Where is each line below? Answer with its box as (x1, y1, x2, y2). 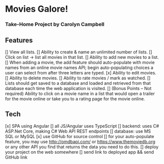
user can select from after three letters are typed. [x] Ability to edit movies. (5, 70, 157, 75)
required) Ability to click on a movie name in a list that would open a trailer (5, 91, 155, 96)
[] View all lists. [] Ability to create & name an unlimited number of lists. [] (5, 49, 152, 55)
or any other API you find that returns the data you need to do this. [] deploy (5, 143, 159, 150)
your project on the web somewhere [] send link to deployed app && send (5, 149, 154, 155)
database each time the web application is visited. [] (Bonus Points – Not (5, 85, 152, 91)
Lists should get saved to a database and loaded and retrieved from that (5, 80, 151, 86)
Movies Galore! (5, 3, 69, 15)
